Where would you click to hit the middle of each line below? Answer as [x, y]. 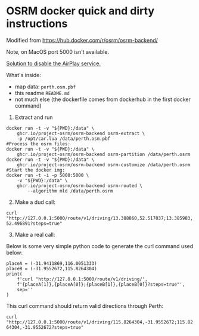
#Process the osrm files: [38, 144]
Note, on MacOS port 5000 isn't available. [57, 51]
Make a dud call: [35, 202]
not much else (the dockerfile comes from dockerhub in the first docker [102, 99]
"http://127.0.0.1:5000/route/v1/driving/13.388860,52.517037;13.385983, [100, 218]
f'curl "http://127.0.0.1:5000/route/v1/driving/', [82, 279]
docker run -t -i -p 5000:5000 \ [48, 175]
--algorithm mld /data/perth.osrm [70, 191]
